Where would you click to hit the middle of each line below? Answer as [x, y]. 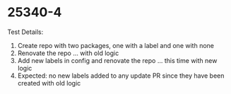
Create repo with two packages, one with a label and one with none [115, 45]
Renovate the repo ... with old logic [68, 53]
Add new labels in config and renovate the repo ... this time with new [117, 60]
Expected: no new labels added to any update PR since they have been [121, 76]
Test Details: [25, 32]
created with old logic [49, 83]
